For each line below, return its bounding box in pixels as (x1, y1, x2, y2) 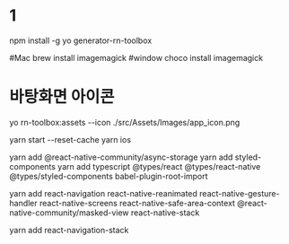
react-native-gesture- (198, 187, 280, 198)
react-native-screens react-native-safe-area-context (39, 197, 236, 208)
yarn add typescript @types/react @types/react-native (57, 161, 261, 171)
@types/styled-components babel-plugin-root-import (9, 170, 208, 181)
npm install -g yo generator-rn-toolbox (9, 35, 153, 46)
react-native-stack (130, 207, 200, 218)
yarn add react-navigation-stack (9, 224, 129, 235)
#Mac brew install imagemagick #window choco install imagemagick (9, 52, 263, 63)
